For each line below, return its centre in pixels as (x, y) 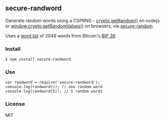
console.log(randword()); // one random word (54, 87)
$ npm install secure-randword (38, 59)
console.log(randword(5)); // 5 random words (54, 91)
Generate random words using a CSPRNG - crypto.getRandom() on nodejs (82, 20)
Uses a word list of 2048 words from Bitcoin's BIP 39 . (61, 35)
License (15, 104)
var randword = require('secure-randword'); (53, 83)
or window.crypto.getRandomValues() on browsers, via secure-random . (80, 26)
